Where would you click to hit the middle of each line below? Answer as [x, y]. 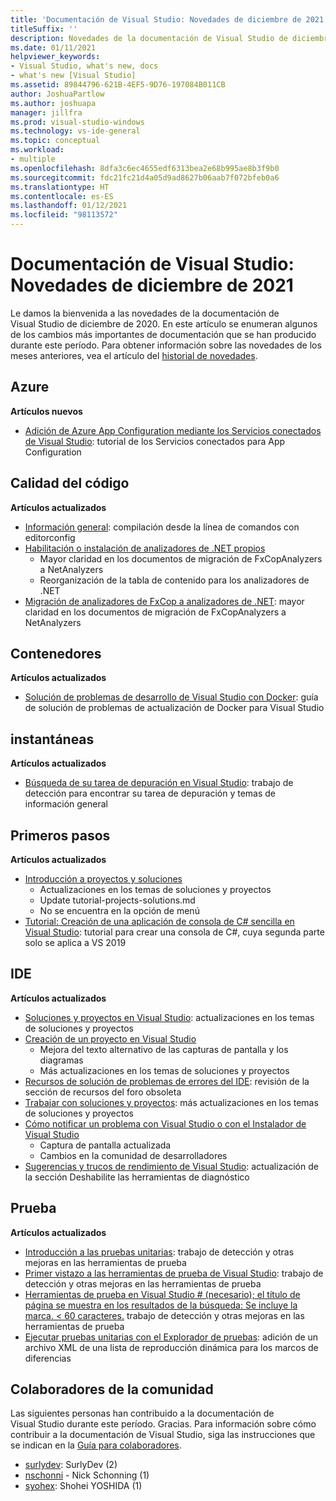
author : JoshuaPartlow [57, 94]
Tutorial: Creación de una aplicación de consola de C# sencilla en [159, 921]
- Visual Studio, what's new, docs [84, 66]
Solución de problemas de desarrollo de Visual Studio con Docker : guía [171, 697]
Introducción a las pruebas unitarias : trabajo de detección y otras [159, 1252]
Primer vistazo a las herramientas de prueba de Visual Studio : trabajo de [174, 1273]
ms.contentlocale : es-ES [62, 196]
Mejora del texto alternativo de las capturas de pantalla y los [164, 1049]
